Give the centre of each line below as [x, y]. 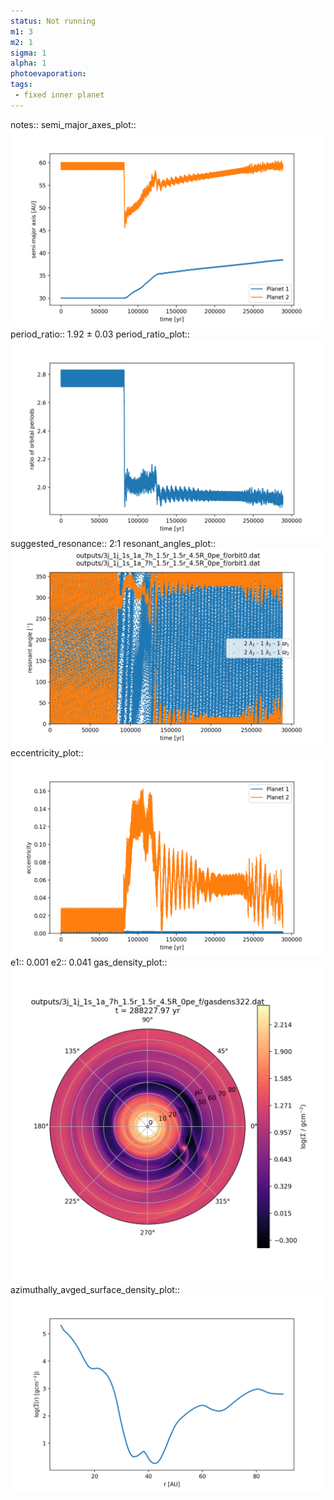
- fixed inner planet [59, 95]
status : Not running [53, 21]
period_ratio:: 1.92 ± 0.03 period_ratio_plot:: [100, 334]
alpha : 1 [28, 63]
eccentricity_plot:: [47, 752]
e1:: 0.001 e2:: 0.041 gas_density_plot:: [89, 962]
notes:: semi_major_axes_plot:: [73, 124]
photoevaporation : [48, 74]
